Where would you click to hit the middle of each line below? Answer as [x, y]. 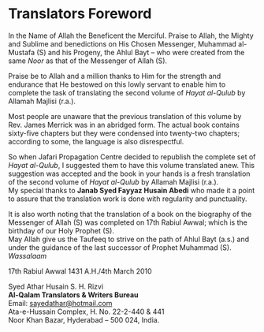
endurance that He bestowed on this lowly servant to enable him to [117, 84]
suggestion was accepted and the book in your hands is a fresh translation [129, 173]
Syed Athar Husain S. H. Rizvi [56, 286]
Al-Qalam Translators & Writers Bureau [74, 295]
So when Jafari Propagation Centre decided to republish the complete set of [132, 157]
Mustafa [22, 52]
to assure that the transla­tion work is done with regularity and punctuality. [128, 199]
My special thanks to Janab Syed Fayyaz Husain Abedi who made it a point [132, 190]
